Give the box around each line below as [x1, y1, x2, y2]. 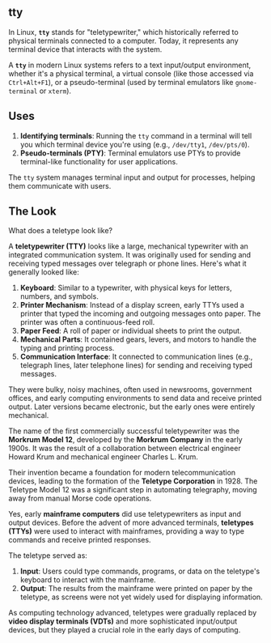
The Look [8, 205, 57, 219]
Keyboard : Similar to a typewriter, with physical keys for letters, [19, 283, 232, 293]
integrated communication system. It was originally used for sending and [8, 250, 252, 260]
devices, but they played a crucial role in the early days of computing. [8, 625, 241, 635]
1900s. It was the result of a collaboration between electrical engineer [8, 444, 241, 454]
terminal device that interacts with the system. [8, 44, 163, 54]
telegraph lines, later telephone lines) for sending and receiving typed [19, 360, 252, 370]
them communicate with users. [8, 181, 112, 190]
